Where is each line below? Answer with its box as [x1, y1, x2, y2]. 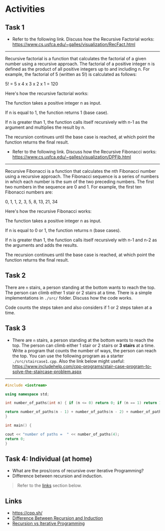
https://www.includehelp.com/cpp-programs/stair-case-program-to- [12, 363, 152, 369]
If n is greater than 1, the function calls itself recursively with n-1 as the [5, 119, 148, 125]
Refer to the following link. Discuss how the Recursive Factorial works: [12, 36, 155, 42]
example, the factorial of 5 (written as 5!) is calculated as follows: [5, 72, 137, 77]
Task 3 [5, 324, 26, 333]
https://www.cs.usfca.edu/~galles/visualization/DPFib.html [12, 154, 131, 160]
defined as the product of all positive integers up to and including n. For [5, 66, 150, 72]
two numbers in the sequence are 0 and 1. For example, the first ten [5, 184, 142, 190]
